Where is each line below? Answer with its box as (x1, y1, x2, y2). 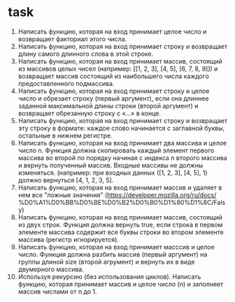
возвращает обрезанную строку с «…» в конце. (17, 109, 162, 117)
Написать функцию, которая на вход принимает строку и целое (17, 87, 210, 95)
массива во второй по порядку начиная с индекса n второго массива (17, 153, 228, 161)
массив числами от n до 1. (17, 287, 97, 296)
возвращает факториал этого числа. (17, 34, 127, 43)
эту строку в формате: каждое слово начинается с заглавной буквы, (17, 124, 225, 132)
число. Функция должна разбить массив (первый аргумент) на (17, 250, 208, 259)
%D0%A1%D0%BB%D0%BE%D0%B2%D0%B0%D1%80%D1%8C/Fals (17, 198, 226, 206)
